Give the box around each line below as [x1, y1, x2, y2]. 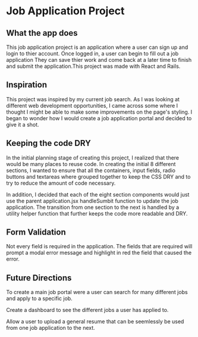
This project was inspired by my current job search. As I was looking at [6, 95, 180, 102]
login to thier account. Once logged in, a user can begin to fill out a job [6, 50, 179, 57]
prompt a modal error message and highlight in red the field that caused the [6, 249, 192, 257]
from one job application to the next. [6, 324, 95, 332]
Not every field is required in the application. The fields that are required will [6, 243, 193, 250]
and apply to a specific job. [6, 295, 73, 302]
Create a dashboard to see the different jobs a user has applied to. [6, 307, 169, 314]
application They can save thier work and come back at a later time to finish [6, 57, 192, 63]
